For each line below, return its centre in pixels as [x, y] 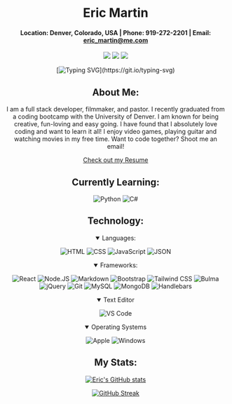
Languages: [119, 238]
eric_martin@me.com [116, 40]
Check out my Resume [116, 160]
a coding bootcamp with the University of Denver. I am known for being [116, 116]
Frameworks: [119, 265]
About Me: [116, 92]
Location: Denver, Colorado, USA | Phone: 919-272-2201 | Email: [116, 32]
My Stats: [116, 363]
